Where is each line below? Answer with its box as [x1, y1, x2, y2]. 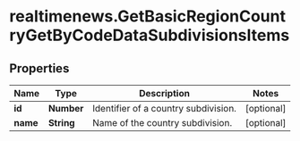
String [47, 117, 75, 129]
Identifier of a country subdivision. [92, 103, 237, 114]
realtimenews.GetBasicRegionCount [9, 6, 287, 27]
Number [47, 103, 84, 114]
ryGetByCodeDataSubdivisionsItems [9, 25, 290, 46]
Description [138, 87, 191, 99]
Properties [9, 61, 70, 76]
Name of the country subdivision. [92, 117, 233, 129]
